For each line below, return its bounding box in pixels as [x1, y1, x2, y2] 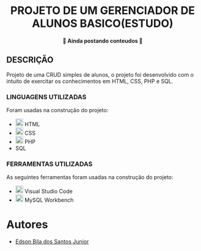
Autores [6, 217, 48, 232]
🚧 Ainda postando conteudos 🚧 [62, 37, 143, 44]
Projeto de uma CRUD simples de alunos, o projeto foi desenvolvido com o [6, 71, 194, 78]
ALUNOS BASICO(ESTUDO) [32, 16, 174, 30]
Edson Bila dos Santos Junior [15, 238, 89, 246]
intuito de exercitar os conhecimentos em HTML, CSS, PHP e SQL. [6, 77, 174, 85]
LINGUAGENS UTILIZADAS [6, 93, 87, 101]
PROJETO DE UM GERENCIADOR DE [10, 4, 196, 18]
